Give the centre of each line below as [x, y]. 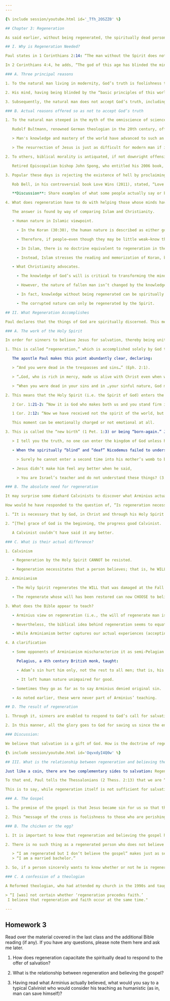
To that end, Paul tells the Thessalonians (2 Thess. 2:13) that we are [83, 780]
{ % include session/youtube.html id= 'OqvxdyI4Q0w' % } [63, 753]
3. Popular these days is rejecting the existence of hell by [72, 175]
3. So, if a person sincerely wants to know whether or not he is [77, 868]
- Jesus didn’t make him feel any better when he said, [72, 468]
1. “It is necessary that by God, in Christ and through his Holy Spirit [85, 514]
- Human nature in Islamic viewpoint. [53, 221]
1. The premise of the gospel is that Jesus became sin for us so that [82, 808]
